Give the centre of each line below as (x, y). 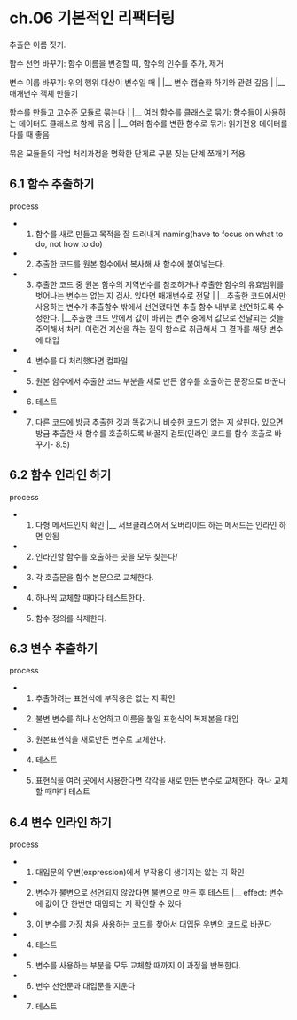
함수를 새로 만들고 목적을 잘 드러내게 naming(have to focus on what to (159, 234)
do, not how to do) (69, 243)
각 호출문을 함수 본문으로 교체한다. (94, 577)
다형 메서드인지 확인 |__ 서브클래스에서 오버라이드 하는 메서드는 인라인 (156, 524)
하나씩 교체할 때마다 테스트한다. (90, 597)
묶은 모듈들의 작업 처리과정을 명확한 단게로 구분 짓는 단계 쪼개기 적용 (127, 153)
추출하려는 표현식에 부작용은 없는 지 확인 (105, 698)
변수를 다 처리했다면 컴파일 (82, 360)
